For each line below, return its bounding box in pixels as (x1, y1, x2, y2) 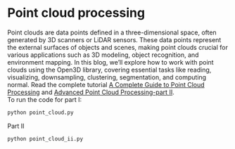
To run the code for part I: (7, 95, 82, 103)
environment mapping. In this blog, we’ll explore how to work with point (7, 58, 214, 66)
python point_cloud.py (7, 109, 74, 116)
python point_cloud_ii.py (7, 135, 83, 142)
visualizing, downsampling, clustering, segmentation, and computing (7, 72, 206, 82)
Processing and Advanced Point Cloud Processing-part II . (7, 88, 174, 96)
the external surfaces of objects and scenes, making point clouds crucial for (7, 43, 229, 51)
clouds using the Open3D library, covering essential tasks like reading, (7, 65, 212, 74)
